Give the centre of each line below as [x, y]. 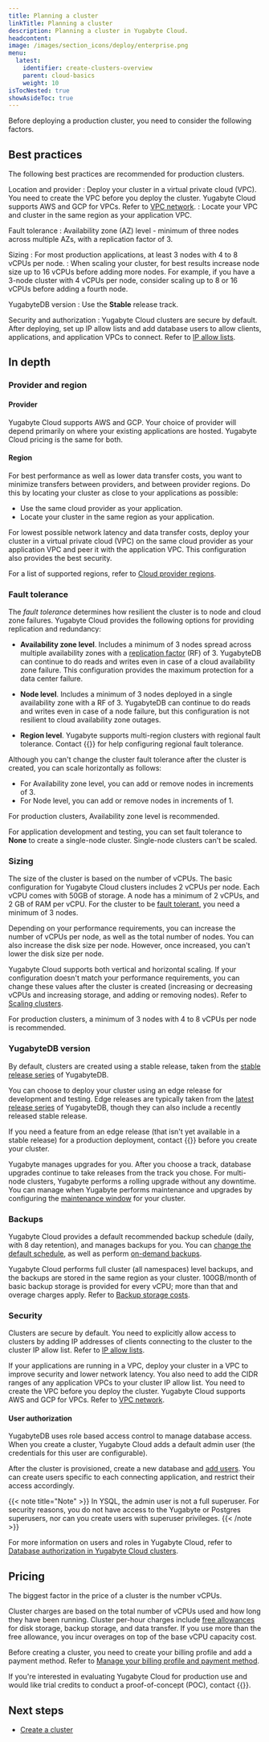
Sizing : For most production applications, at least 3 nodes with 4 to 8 [123, 255]
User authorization [40, 1418]
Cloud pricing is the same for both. [65, 440]
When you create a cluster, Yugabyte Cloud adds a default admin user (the [132, 1445]
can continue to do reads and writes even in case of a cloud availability [137, 662]
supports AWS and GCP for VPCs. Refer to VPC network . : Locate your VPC [133, 207]
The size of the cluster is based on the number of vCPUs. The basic [120, 879]
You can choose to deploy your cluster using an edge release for [115, 1090]
